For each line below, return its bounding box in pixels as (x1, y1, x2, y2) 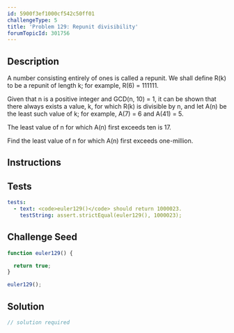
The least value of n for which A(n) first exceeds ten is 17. (7, 123, 172, 132)
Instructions (7, 157, 61, 169)
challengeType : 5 (7, 17, 58, 24)
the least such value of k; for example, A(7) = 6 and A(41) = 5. (7, 109, 184, 118)
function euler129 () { (7, 249, 73, 256)
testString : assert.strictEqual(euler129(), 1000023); (19, 212, 182, 219)
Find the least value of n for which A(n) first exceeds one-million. (7, 137, 194, 145)
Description (7, 55, 59, 67)
